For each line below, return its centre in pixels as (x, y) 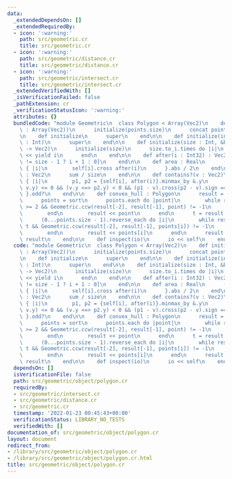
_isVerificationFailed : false (57, 98)
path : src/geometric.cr (54, 40)
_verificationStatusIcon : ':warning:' (69, 110)
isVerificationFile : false (52, 374)
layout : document (32, 439)
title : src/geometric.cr (55, 46)
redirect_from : (29, 445)
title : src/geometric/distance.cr (69, 65)
